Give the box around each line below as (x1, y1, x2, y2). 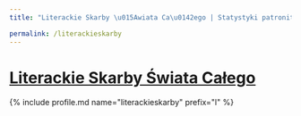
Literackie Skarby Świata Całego (9, 68, 256, 87)
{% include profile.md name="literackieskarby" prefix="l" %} (9, 97, 235, 108)
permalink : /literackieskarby (9, 29, 123, 38)
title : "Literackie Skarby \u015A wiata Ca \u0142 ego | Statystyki (9, 12, 258, 22)
